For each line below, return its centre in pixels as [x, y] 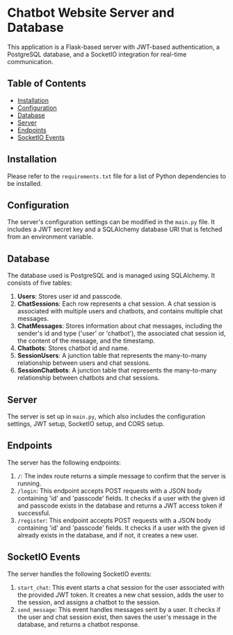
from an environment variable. [50, 237]
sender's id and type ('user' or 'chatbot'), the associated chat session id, [121, 334]
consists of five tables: [40, 283]
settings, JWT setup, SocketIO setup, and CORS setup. [86, 424]
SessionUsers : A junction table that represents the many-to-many [112, 356]
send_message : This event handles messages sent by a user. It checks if [119, 609]
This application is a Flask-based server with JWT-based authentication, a [114, 47]
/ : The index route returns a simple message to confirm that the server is [121, 476]
